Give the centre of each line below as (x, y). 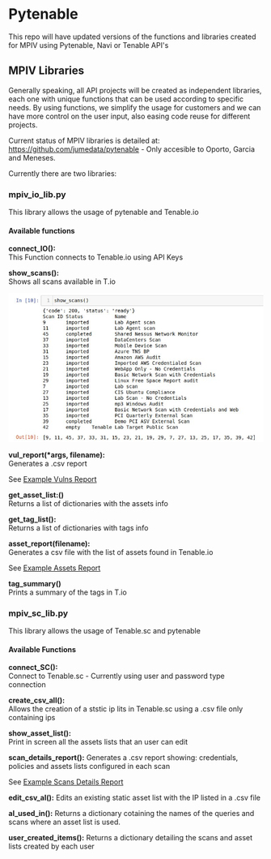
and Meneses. (32, 157)
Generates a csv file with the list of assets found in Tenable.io (111, 552)
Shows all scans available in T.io (62, 281)
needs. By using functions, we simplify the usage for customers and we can (135, 107)
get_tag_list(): (32, 519)
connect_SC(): (33, 668)
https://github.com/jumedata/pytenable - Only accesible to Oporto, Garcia (132, 149)
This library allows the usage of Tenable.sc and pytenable (104, 631)
